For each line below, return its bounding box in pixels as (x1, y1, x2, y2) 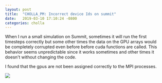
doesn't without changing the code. (5, 54, 76, 60)
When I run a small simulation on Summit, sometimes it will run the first (5, 34, 147, 40)
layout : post (5, 7, 32, 12)
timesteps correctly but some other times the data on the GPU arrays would (5, 39, 157, 45)
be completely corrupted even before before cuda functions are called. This (5, 44, 157, 50)
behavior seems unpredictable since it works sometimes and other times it (5, 49, 154, 55)
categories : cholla (5, 20, 45, 26)
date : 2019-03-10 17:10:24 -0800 (5, 16, 77, 21)
